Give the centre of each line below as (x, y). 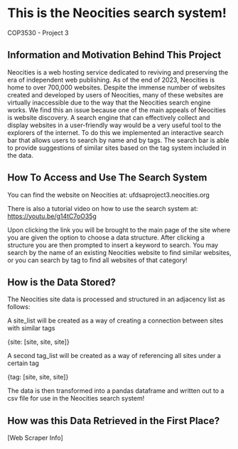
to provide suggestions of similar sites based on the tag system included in (117, 148)
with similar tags (31, 328)
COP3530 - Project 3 (38, 33)
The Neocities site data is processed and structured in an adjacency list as (116, 299)
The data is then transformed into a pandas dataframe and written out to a (116, 391)
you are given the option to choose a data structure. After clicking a (106, 237)
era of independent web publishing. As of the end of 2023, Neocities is (111, 80)
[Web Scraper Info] (36, 438)
